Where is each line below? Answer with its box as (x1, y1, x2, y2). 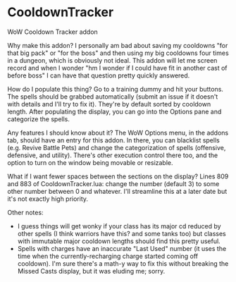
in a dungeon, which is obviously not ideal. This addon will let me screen (7, 56, 218, 64)
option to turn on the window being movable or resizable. (7, 158, 174, 166)
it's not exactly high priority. (7, 195, 89, 203)
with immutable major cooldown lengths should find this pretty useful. (17, 237, 221, 245)
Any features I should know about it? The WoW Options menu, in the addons (7, 128, 229, 137)
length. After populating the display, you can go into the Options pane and (7, 107, 222, 116)
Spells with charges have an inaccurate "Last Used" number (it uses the (17, 244, 227, 252)
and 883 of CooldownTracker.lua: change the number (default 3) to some (7, 179, 220, 188)
